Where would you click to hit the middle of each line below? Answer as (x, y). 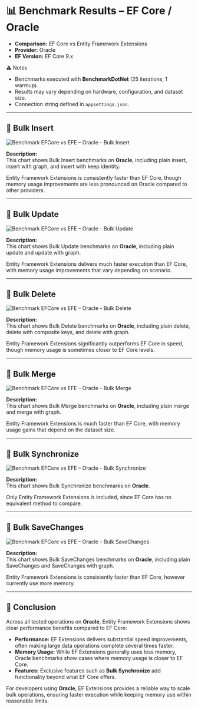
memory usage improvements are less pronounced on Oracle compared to (97, 184)
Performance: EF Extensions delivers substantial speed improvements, (101, 639)
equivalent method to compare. (44, 503)
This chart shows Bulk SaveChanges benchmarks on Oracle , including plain (98, 559)
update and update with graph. (44, 252)
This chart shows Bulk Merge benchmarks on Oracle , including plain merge (98, 406)
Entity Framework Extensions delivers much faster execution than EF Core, (97, 264)
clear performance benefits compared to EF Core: (67, 628)
